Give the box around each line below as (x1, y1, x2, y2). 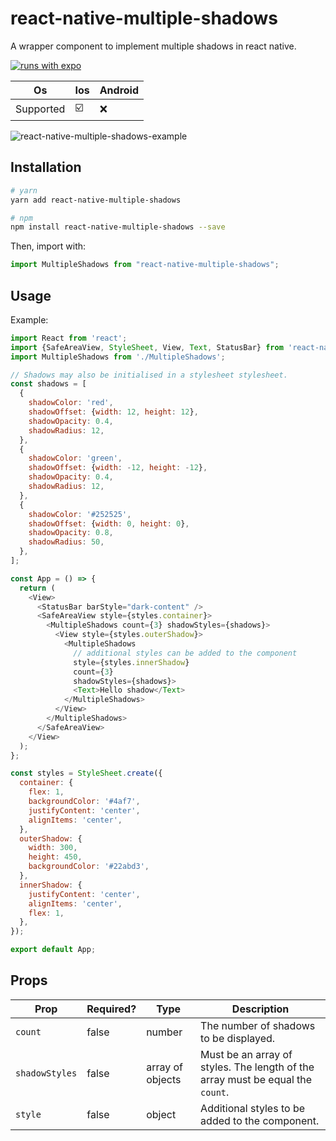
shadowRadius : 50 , (28, 537, 105, 547)
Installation (10, 159, 82, 176)
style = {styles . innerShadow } (73, 657, 190, 667)
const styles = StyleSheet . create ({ (10, 768, 163, 779)
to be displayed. (200, 1031, 276, 1045)
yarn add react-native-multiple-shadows (10, 195, 182, 205)
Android (99, 83, 140, 97)
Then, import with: (10, 240, 87, 252)
